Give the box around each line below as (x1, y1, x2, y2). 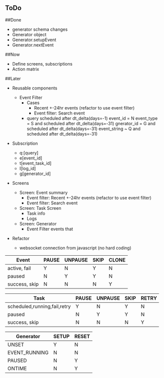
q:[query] (19, 150, 39, 156)
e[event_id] (19, 155, 42, 161)
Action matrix (12, 66, 40, 72)
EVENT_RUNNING (7, 349, 49, 356)
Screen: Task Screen (19, 205, 61, 211)
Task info (26, 210, 45, 216)
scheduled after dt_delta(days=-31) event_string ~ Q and (26, 126, 141, 132)
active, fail (7, 265, 31, 271)
